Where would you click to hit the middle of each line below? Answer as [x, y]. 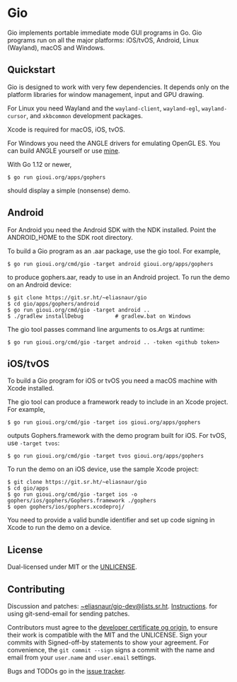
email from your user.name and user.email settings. [82, 657]
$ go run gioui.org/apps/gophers [57, 177]
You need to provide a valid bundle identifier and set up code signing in [111, 520]
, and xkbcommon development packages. [85, 115]
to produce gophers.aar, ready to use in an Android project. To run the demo [118, 277]
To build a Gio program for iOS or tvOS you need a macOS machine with [112, 381]
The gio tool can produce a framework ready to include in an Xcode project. [118, 402]
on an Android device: [40, 284]
